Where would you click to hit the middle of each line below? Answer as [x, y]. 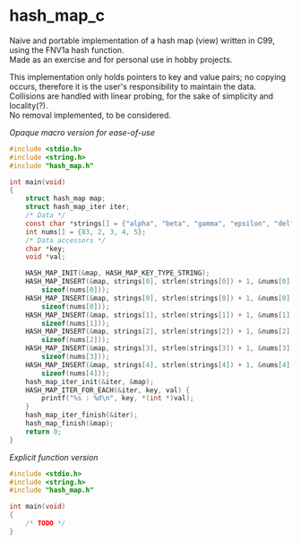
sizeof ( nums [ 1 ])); [76, 323]
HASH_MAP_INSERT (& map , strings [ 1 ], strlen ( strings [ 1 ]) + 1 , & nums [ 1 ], [160, 315]
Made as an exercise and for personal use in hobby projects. [121, 59]
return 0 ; [44, 432]
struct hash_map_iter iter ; [77, 207]
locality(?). [29, 105]
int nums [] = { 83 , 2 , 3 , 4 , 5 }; [86, 232]
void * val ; [46, 257]
